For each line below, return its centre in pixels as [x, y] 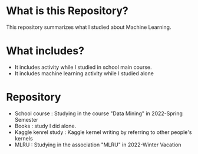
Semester [26, 119]
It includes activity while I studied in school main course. [83, 67]
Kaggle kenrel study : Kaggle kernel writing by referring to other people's [103, 132]
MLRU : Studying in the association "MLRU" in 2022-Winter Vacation [98, 145]
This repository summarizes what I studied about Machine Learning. [89, 27]
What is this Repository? [67, 11]
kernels [24, 138]
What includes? [45, 51]
